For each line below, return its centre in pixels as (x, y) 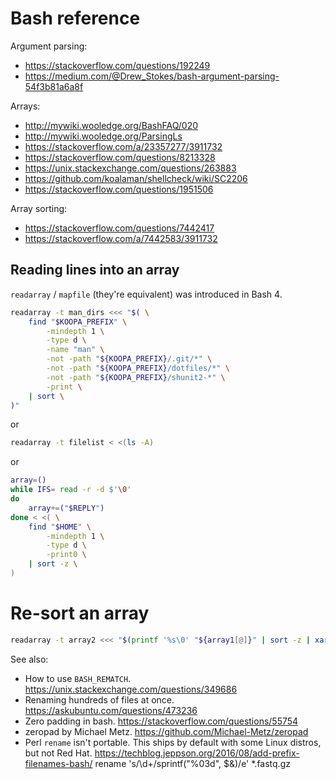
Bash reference (75, 18)
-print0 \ (66, 555)
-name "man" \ (75, 350)
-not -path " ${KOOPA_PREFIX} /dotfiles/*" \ (138, 368)
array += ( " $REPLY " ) (66, 508)
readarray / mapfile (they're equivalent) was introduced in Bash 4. (146, 294)
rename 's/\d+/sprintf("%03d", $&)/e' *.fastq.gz (192, 763)
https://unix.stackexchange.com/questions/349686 (131, 689)
